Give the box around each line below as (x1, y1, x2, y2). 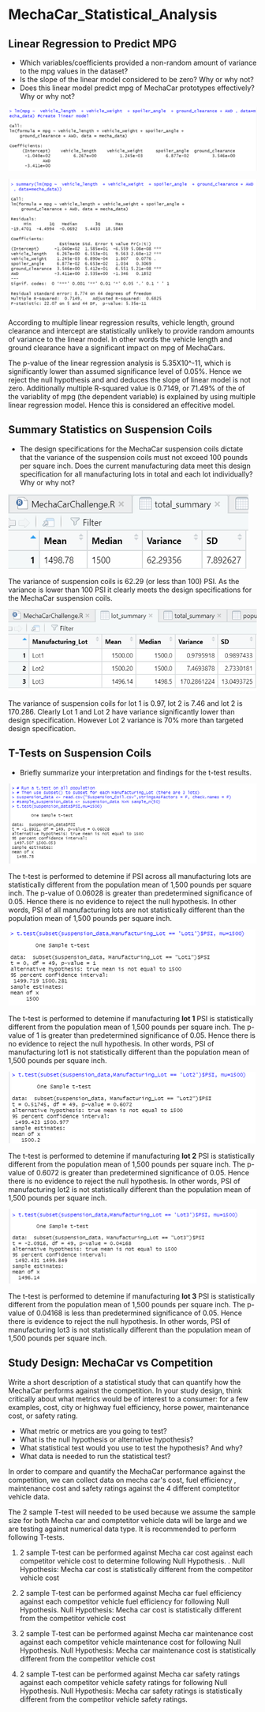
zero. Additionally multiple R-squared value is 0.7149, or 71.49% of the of (8, 383, 245, 393)
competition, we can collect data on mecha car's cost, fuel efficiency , (8, 1475, 237, 1484)
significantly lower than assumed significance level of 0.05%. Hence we (8, 366, 242, 376)
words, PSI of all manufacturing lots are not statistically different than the (8, 905, 245, 914)
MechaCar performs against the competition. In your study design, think (8, 1386, 243, 1395)
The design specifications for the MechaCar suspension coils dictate (19, 444, 244, 454)
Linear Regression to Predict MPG (8, 37, 177, 51)
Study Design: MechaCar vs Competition (8, 1356, 214, 1370)
